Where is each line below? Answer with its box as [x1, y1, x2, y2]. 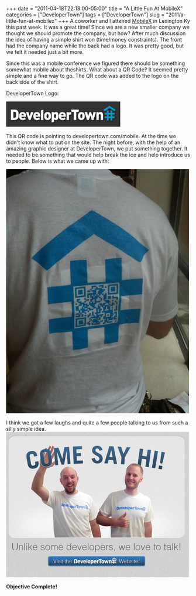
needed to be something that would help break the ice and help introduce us [6, 152, 191, 158]
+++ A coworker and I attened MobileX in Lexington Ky [58, 18, 190, 24]
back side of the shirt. [6, 78, 59, 85]
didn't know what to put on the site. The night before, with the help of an [6, 139, 181, 146]
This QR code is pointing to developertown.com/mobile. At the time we [6, 133, 177, 139]
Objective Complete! [6, 583, 57, 590]
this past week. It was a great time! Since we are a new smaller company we [6, 23, 190, 30]
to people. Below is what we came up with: [6, 157, 109, 165]
